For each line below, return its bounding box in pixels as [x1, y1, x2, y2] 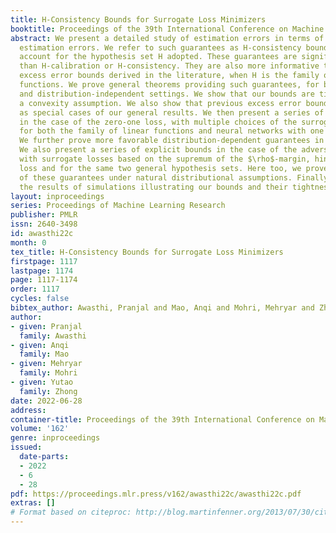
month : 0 [10, 237, 47, 248]
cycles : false [10, 294, 70, 304]
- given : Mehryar [10, 359, 83, 369]
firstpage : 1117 [10, 256, 78, 266]
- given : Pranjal [10, 321, 83, 331]
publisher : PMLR [10, 210, 78, 220]
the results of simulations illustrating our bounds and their [19, 182, 288, 192]
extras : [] [10, 498, 56, 508]
